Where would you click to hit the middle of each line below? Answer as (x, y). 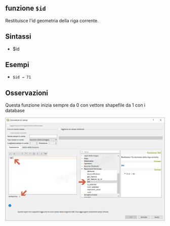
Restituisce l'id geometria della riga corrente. (52, 20)
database (15, 111)
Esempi (17, 65)
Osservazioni (27, 93)
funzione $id (26, 8)
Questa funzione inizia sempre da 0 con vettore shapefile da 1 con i (75, 105)
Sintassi (18, 37)
